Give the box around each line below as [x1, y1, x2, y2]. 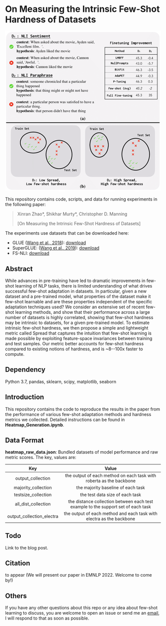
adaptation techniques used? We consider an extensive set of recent [5, 304, 145, 310]
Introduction [5, 393, 44, 401]
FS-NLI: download [12, 250, 49, 256]
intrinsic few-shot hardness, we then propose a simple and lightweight [5, 325, 149, 331]
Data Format [5, 436, 44, 445]
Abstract [5, 264, 33, 273]
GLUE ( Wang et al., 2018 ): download [12, 240, 86, 246]
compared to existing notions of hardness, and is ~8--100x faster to [5, 346, 143, 352]
